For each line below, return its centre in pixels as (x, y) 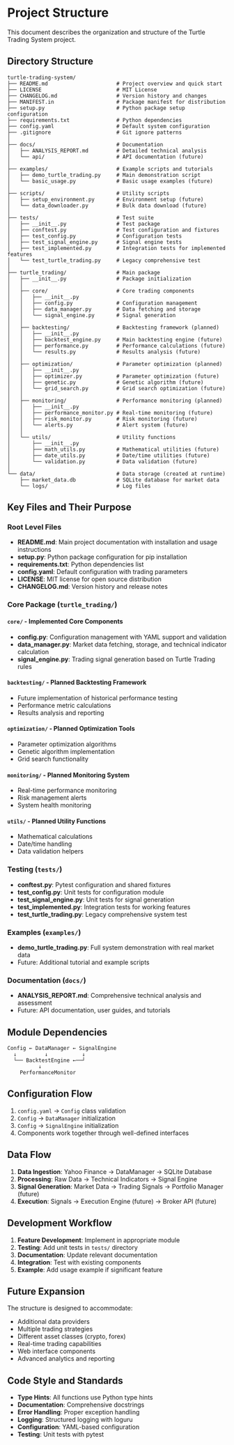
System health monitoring (54, 805)
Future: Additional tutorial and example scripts (83, 962)
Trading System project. (42, 39)
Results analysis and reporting (61, 713)
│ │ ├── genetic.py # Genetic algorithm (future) (106, 382)
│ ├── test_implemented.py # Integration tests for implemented (117, 248)
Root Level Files (34, 527)
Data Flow (29, 1155)
